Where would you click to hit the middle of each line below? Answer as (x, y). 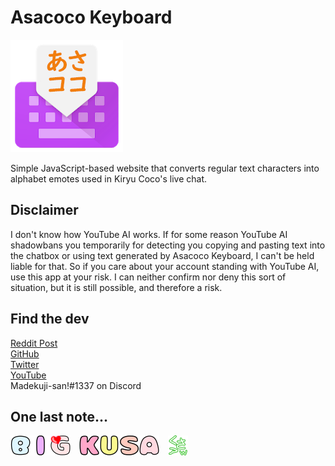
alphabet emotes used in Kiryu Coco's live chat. (109, 178)
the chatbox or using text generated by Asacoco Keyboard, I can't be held (162, 255)
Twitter (25, 364)
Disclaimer (44, 210)
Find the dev (50, 319)
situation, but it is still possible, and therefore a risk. (116, 287)
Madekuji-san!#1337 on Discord (76, 385)
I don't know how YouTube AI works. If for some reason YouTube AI (149, 234)
